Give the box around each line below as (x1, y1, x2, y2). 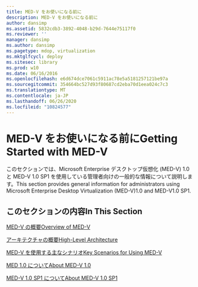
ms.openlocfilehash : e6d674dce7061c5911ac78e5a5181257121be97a (6, 76, 169, 82)
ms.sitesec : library (6, 59, 58, 65)
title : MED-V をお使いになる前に (6, 8, 82, 15)
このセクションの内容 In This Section (6, 206, 143, 217)
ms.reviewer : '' (6, 31, 47, 37)
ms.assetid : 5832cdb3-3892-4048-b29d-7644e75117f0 (6, 25, 136, 32)
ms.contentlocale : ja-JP (6, 93, 69, 99)
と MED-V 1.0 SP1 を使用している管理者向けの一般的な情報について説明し (6, 173, 188, 181)
